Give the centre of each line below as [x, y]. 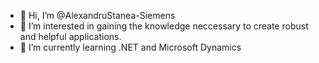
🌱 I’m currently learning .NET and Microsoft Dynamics [130, 47]
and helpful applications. [70, 36]
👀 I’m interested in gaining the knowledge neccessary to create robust [164, 26]
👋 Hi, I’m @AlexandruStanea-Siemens [97, 15]
